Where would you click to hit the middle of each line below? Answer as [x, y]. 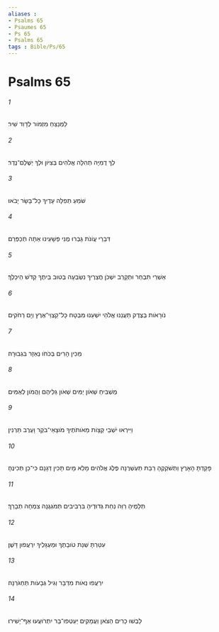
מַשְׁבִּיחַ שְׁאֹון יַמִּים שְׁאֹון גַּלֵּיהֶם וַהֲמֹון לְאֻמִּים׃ [63, 392]
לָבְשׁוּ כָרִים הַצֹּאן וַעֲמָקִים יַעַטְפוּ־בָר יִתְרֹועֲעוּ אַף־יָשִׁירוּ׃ [75, 621]
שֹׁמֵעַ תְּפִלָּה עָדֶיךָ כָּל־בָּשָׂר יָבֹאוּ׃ [47, 200]
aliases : [23, 14]
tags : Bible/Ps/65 [37, 47]
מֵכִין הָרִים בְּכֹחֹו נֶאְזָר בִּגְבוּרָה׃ [45, 353]
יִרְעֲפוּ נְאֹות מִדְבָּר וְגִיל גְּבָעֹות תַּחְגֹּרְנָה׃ [56, 582]
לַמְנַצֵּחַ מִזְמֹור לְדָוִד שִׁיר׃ [38, 124]
